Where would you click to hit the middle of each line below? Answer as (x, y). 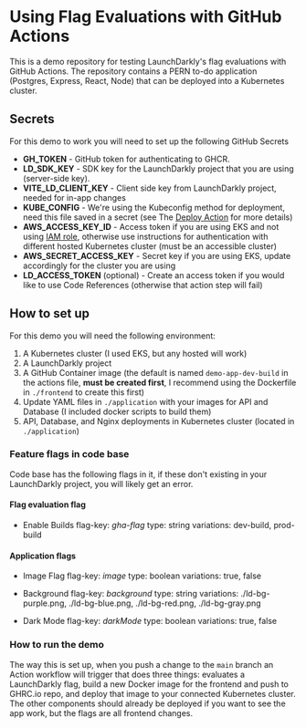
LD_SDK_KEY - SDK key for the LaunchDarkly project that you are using (158, 168)
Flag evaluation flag (48, 504)
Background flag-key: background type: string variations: (131, 594)
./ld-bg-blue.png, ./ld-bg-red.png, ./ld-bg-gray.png (165, 603)
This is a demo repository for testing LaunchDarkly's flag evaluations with (148, 61)
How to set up (49, 313)
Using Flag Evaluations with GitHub (146, 17)
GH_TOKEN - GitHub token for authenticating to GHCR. (126, 159)
